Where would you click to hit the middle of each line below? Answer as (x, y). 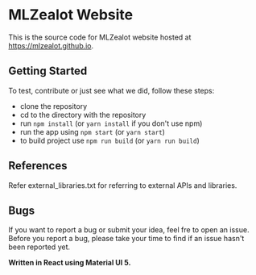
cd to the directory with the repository (83, 115)
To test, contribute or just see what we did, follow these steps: (111, 90)
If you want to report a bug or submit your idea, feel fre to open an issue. (129, 230)
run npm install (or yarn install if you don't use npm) (111, 123)
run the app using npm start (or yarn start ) (92, 131)
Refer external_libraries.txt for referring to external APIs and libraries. (123, 185)
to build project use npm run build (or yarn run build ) (109, 140)
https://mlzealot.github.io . (51, 45)
